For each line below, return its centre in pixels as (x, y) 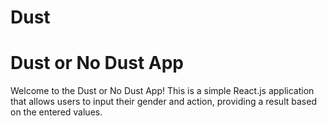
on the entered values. (56, 112)
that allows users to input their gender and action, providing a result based (163, 102)
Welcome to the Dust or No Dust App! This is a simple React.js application (162, 91)
